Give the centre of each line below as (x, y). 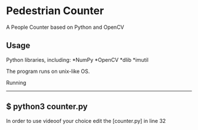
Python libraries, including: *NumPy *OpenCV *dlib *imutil (77, 59)
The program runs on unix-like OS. (48, 71)
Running (16, 82)
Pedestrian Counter (55, 11)
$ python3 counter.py (47, 107)
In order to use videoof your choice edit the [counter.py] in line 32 (86, 121)
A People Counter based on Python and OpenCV (65, 27)
